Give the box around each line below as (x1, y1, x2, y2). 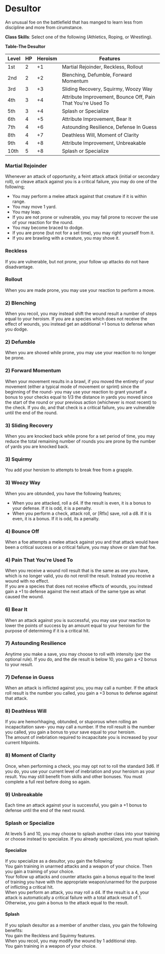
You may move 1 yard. (12, 204, 57, 210)
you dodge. (5, 326, 28, 332)
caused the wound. (5, 594, 44, 600)
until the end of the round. (5, 410, 58, 416)
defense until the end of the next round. (5, 807, 85, 813)
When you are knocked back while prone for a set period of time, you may (5, 433, 155, 439)
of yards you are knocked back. (5, 444, 69, 449)
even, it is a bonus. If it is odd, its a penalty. (12, 515, 100, 521)
